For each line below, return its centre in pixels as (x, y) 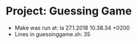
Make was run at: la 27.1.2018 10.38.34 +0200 (72, 28)
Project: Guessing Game (69, 11)
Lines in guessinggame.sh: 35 (52, 34)
